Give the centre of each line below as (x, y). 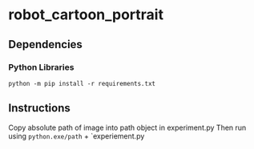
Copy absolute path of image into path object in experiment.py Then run (127, 127)
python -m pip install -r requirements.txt (82, 83)
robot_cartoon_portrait (86, 15)
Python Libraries (41, 67)
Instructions (39, 109)
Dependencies (45, 44)
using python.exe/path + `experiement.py (77, 136)
